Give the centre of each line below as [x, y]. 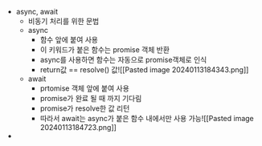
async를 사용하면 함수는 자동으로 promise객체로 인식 [123, 60]
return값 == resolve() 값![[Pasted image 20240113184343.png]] [144, 70]
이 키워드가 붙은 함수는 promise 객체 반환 [105, 50]
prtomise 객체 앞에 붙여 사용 [85, 88]
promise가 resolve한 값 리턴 [85, 108]
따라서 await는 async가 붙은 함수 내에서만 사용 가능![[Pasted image [147, 118]
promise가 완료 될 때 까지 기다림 [91, 98]
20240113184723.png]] [78, 127]
